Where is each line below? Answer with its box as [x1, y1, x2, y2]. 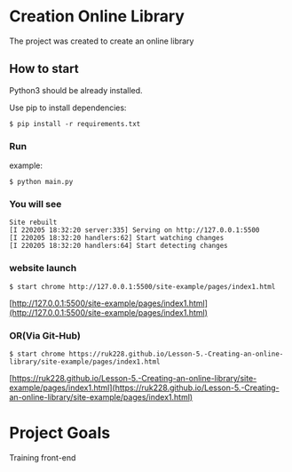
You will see [9, 197, 62, 210]
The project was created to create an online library [9, 36, 194, 46]
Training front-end [9, 452, 76, 463]
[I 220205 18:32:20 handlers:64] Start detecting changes [9, 242, 228, 251]
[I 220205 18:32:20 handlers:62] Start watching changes [9, 234, 225, 243]
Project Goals [9, 423, 111, 444]
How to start [9, 61, 79, 76]
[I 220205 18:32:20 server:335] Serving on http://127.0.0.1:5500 [9, 226, 260, 235]
